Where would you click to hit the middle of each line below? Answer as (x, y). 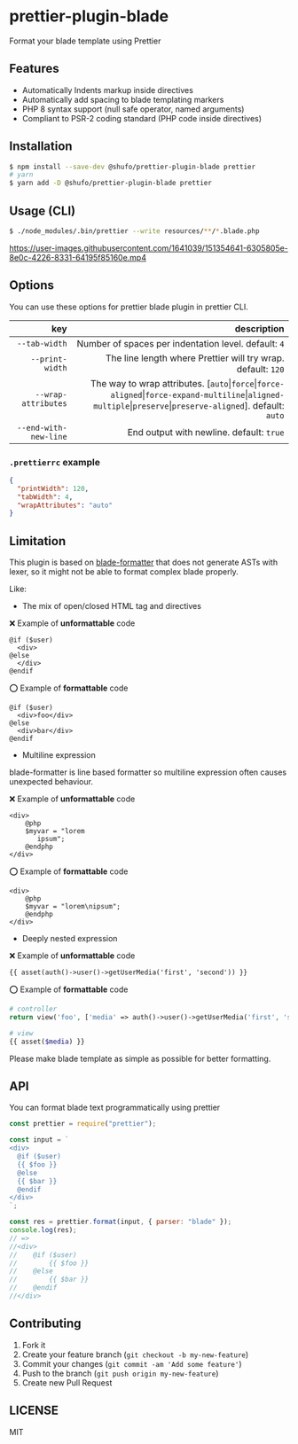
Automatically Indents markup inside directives (107, 90)
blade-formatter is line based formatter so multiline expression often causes (148, 772)
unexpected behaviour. (51, 782)
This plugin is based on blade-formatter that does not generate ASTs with (143, 562)
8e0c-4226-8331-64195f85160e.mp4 (78, 257)
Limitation (38, 541)
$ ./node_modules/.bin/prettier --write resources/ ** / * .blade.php (134, 231)
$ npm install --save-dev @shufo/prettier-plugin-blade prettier (132, 167)
